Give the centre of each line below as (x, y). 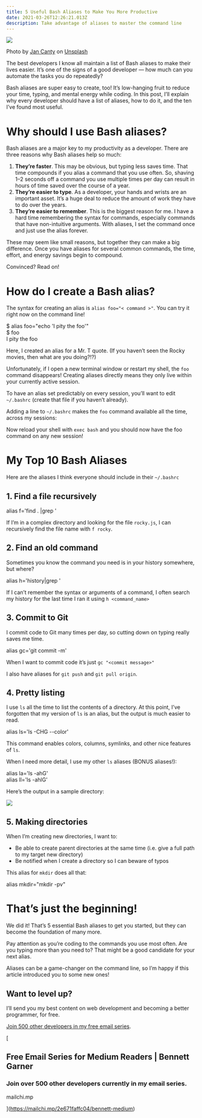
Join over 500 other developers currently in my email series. (96, 1084)
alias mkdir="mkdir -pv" (36, 884)
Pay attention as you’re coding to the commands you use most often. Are (97, 944)
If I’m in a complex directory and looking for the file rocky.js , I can (89, 522)
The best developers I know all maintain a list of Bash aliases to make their (99, 63)
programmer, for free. (33, 1015)
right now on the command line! (46, 314)
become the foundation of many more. (54, 932)
